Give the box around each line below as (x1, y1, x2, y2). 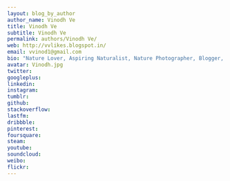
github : (7, 100, 30, 107)
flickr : (7, 163, 30, 171)
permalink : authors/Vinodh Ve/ (7, 36, 97, 43)
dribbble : (7, 118, 36, 126)
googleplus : (7, 74, 41, 81)
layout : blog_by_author (7, 10, 76, 17)
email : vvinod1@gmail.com (7, 49, 82, 56)
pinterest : (7, 125, 39, 132)
